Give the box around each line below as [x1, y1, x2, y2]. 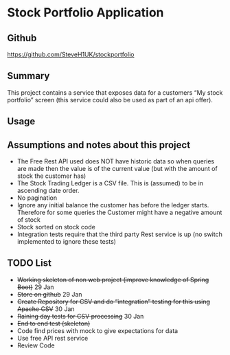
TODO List [7, 257, 51, 269]
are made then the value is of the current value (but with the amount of [16, 165, 218, 173]
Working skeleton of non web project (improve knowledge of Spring [16, 275, 209, 284]
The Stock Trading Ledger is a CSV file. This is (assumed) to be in [16, 179, 204, 187]
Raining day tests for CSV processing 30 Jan [16, 312, 144, 320]
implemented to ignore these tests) [16, 238, 117, 246]
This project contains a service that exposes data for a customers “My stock [7, 88, 223, 97]
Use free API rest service [16, 334, 89, 342]
